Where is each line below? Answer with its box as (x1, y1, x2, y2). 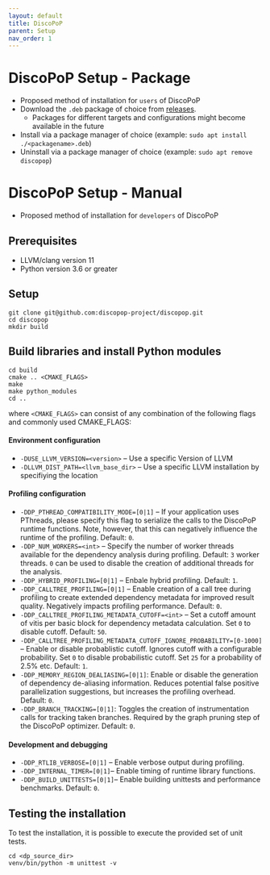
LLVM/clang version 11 (19, 255, 94, 265)
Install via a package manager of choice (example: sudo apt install (19, 130, 247, 140)
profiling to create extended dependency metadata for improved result (19, 592, 255, 602)
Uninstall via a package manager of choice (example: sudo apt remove (19, 147, 253, 157)
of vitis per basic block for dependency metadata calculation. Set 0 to (19, 618, 251, 627)
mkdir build (8, 323, 48, 331)
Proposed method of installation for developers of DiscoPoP (19, 210, 219, 220)
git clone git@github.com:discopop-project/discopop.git (8, 308, 204, 317)
